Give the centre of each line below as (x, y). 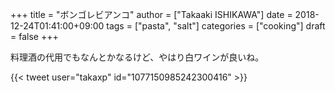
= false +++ (34, 36)
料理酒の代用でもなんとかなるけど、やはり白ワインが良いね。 (137, 57)
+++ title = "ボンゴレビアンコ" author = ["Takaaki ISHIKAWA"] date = (151, 14)
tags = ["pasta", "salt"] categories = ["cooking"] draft (216, 26)
